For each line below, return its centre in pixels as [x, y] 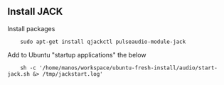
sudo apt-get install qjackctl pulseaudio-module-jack [103, 42]
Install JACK [35, 12]
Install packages [31, 28]
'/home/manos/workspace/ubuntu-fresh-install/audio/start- [128, 68]
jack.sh [19, 74]
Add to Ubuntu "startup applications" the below [77, 55]
